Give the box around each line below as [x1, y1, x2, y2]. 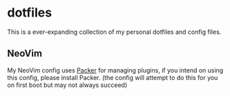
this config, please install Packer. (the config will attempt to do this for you [7, 73, 218, 81]
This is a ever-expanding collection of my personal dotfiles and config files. [7, 28, 222, 36]
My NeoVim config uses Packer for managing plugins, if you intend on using [7, 66, 224, 74]
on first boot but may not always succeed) [7, 81, 128, 89]
